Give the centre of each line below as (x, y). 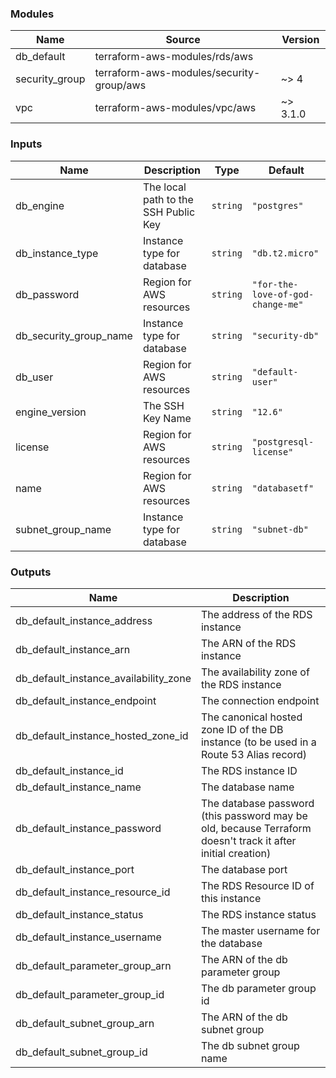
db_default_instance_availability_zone (103, 678)
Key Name (167, 418)
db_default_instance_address (84, 620)
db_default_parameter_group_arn (93, 965)
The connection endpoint (260, 700)
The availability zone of (255, 672)
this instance (231, 898)
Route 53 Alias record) (253, 754)
